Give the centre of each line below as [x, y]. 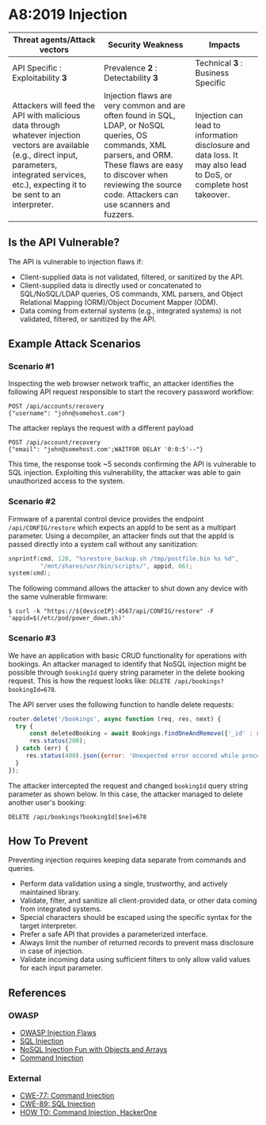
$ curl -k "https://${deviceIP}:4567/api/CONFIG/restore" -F [111, 611]
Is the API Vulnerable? [64, 243]
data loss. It [217, 154]
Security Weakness [146, 44]
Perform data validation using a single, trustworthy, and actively [123, 884]
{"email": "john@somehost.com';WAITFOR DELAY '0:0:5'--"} [106, 450]
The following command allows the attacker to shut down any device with [128, 588]
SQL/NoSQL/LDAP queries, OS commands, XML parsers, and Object [131, 294]
